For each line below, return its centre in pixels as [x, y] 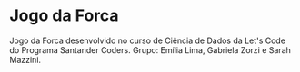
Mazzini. [25, 59]
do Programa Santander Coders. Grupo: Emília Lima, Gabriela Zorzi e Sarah [150, 49]
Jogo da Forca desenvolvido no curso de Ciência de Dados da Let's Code [148, 40]
